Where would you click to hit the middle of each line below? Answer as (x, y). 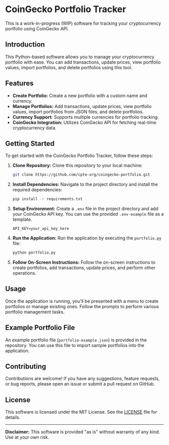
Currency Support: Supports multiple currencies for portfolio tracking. (86, 117)
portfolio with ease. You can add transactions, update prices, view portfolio (83, 62)
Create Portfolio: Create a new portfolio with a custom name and (80, 95)
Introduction (25, 45)
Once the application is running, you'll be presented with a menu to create (82, 301)
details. (13, 417)
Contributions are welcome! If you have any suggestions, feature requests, (82, 379)
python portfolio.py (34, 253)
